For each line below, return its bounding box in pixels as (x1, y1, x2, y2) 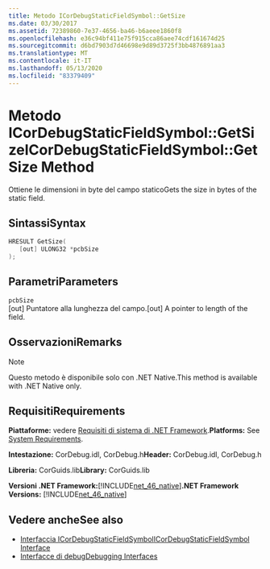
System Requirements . (8, 434, 84, 444)
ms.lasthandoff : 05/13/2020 (8, 64, 103, 73)
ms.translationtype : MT (8, 49, 89, 57)
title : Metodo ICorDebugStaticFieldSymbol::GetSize (8, 11, 185, 20)
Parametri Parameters (8, 275, 118, 289)
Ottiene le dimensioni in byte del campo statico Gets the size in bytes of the (8, 185, 257, 194)
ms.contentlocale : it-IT (8, 57, 92, 65)
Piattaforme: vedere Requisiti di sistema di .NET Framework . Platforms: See (8, 426, 260, 435)
